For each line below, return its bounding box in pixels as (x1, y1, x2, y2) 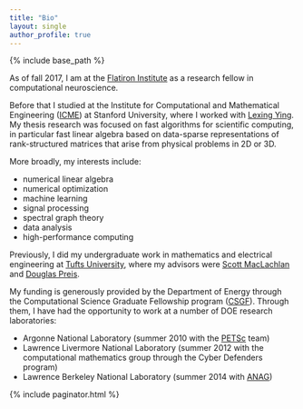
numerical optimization (22, 184, 109, 195)
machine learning (22, 193, 88, 204)
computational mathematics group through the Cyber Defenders (22, 352, 263, 364)
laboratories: (9, 315, 57, 326)
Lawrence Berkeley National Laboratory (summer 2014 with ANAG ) (22, 372, 273, 383)
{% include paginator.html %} (9, 389, 120, 400)
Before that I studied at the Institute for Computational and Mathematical (9, 100, 279, 111)
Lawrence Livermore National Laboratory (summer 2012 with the (22, 343, 265, 354)
